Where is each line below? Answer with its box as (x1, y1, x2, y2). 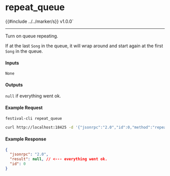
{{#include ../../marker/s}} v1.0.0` (5, 18, 74, 24)
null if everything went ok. (5, 93, 61, 99)
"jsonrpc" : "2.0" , (10, 152, 49, 157)
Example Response (5, 136, 47, 142)
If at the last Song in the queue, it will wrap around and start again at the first (5, 43, 163, 49)
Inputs (5, 60, 19, 66)
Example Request (5, 104, 43, 111)
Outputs (5, 82, 23, 88)
